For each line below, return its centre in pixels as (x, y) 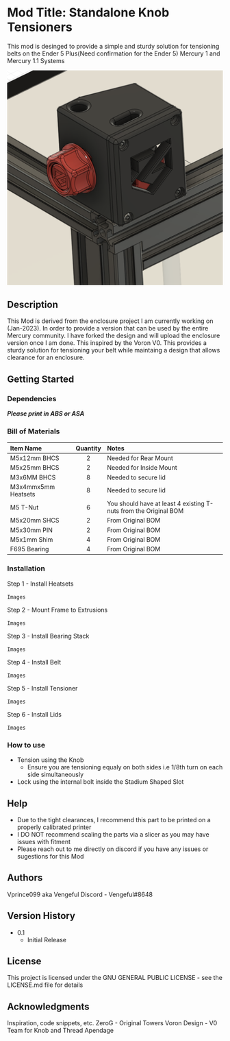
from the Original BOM (152, 511)
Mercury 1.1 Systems (36, 60)
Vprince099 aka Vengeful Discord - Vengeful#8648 (80, 894)
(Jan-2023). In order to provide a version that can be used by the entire (108, 328)
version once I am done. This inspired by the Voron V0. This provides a (107, 343)
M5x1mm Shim (31, 539)
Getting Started (41, 379)
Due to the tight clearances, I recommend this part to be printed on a (114, 819)
